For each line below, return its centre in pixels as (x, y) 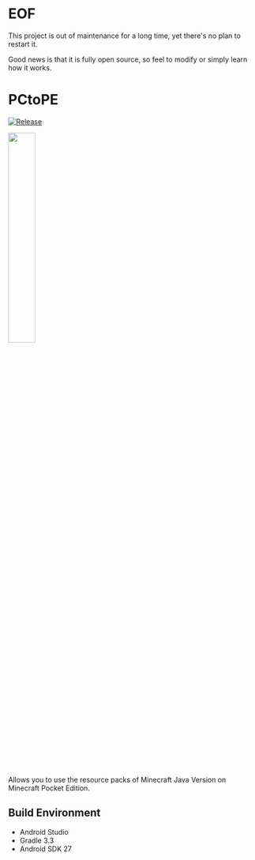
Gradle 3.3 (37, 840)
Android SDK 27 (46, 849)
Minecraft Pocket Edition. (49, 788)
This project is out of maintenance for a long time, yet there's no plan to (124, 36)
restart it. (23, 43)
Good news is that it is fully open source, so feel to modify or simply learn (128, 59)
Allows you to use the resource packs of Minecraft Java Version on (117, 779)
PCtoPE (34, 100)
